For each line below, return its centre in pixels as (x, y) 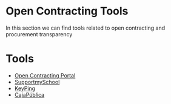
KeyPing (25, 88)
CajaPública (29, 94)
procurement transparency (39, 34)
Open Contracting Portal (45, 75)
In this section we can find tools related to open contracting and (85, 28)
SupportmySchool (37, 82)
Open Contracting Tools (67, 11)
